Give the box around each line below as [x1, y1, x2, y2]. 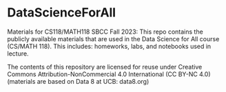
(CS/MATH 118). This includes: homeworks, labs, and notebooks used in [7, 42, 212, 50]
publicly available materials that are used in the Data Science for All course [7, 34, 220, 43]
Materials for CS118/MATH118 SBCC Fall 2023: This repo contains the [7, 27, 203, 36]
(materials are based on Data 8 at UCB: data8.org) [7, 77, 150, 85]
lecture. [7, 49, 29, 58]
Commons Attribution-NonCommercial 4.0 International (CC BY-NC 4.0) [7, 70, 212, 78]
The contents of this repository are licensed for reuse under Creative [7, 62, 203, 71]
